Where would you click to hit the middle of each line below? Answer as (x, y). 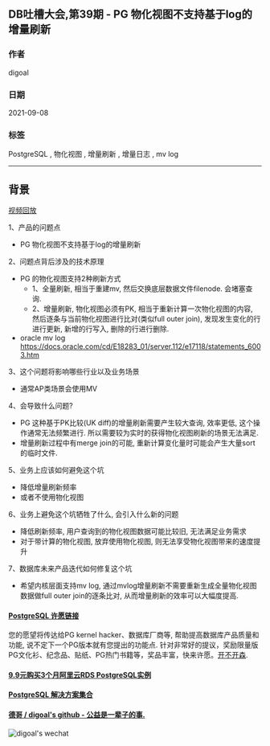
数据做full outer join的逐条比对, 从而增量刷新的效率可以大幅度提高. (129, 596)
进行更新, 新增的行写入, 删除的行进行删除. (100, 329)
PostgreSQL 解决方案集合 (51, 695)
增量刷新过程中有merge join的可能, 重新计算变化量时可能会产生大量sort (137, 443)
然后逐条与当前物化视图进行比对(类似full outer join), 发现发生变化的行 (146, 319)
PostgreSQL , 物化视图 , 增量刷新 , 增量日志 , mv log (94, 154)
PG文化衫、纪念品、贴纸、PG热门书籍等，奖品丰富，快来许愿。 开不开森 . (128, 655)
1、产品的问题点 (35, 227)
